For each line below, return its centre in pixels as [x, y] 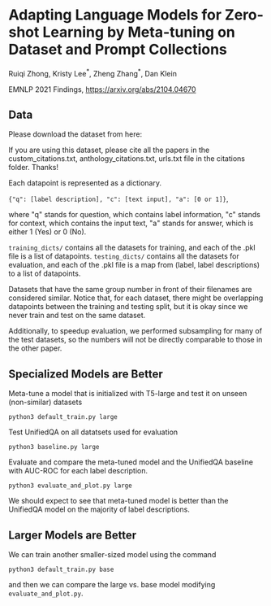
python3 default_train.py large [63, 417]
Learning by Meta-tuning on [139, 32]
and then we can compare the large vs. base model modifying [112, 585]
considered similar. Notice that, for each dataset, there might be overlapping [136, 298]
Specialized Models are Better [86, 374]
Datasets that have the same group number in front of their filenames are [131, 290]
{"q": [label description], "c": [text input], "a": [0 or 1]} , [118, 199]
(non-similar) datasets [45, 402]
